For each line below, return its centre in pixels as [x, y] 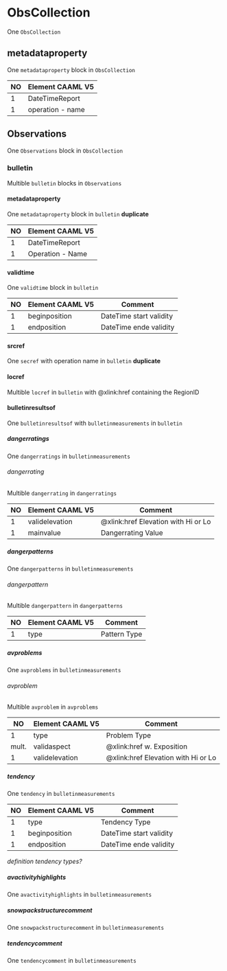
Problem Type [129, 735]
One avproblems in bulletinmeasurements [64, 670]
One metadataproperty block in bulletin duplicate [78, 214]
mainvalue [45, 533]
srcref [16, 345]
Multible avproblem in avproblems [53, 707]
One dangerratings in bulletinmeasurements [69, 456]
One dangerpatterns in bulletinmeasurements [70, 569]
